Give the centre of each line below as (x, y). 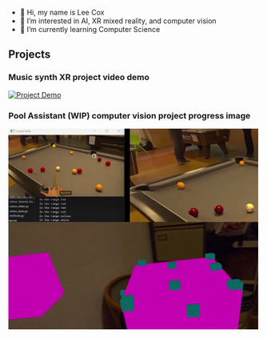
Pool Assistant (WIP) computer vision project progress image (130, 115)
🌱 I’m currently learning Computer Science (90, 29)
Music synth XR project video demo (79, 78)
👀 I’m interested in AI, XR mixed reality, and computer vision (118, 21)
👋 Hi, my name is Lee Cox (62, 12)
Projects (30, 55)
